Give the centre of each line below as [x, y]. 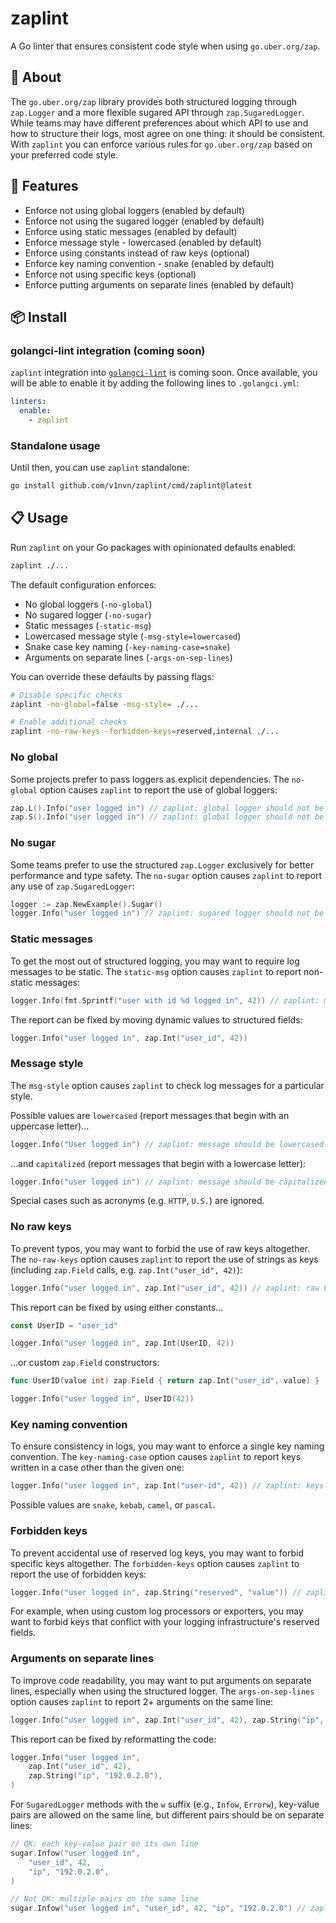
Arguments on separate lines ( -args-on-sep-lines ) [128, 657]
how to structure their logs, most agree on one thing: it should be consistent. [168, 133]
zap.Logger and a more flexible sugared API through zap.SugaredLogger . [157, 112]
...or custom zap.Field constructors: [85, 1363]
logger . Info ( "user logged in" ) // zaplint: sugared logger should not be [167, 913]
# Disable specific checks [66, 695]
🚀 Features [44, 186]
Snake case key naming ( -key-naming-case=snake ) [127, 646]
